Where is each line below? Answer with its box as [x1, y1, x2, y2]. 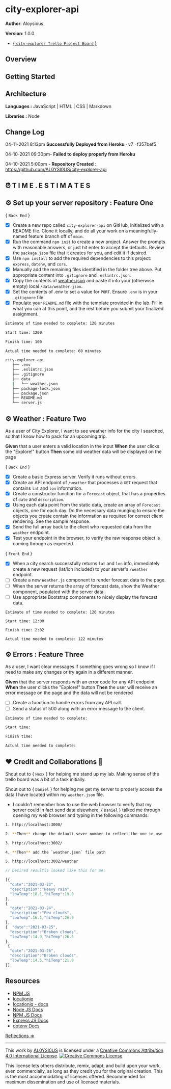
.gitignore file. [12, 294, 45, 300]
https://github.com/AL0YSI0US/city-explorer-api [5, 167, 107, 173]
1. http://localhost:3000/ [5, 822, 63, 827]
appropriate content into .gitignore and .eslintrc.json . [12, 272, 131, 278]
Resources [5, 977, 40, 986]
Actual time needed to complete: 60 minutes [5, 348, 101, 354]
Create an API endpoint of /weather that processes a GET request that [12, 480, 158, 486]
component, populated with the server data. [12, 589, 105, 595]
